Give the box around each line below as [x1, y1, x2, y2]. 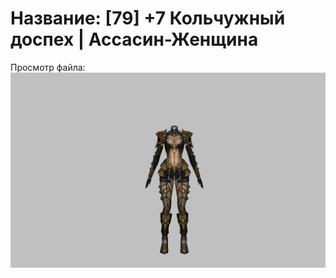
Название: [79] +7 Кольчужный [10, 7, 286, 30]
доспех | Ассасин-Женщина [10, 28, 259, 51]
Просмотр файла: [10, 61, 86, 73]
